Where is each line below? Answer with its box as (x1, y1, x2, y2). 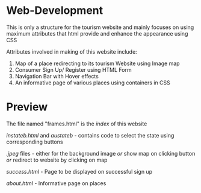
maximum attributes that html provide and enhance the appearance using (6, 30, 188, 37)
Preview (6, 100, 48, 114)
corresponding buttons (6, 138, 63, 145)
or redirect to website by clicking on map (6, 156, 108, 163)
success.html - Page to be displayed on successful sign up (6, 168, 152, 175)
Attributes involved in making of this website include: (6, 48, 137, 55)
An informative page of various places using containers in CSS (14, 79, 170, 86)
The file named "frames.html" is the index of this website (6, 120, 147, 127)
